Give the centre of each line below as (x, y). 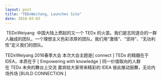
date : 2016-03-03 (23, 18)
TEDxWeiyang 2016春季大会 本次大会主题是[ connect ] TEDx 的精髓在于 (77, 55)
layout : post (18, 9)
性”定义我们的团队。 (25, 45)
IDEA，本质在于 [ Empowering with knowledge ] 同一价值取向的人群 (73, 62)
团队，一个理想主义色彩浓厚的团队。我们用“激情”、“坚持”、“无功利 (89, 39)
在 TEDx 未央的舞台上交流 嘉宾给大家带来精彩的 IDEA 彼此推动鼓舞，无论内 (80, 67)
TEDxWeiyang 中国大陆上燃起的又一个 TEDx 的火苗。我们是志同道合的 (77, 33)
